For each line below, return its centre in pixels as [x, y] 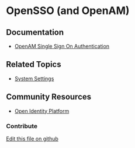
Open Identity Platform [42, 111]
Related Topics [34, 64]
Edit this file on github [32, 139]
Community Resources [49, 97]
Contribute [22, 126]
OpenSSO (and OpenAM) [68, 11]
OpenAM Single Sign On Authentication [62, 46]
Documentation [35, 32]
